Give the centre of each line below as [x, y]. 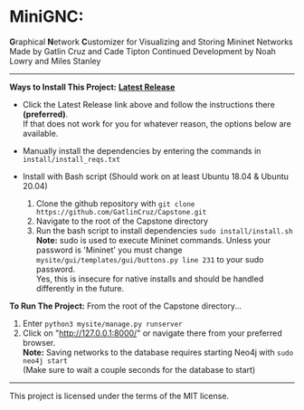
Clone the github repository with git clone [115, 203]
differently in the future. [80, 288]
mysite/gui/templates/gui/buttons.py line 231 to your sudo [150, 259]
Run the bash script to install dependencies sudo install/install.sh [164, 230]
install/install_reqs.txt [71, 159]
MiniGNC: [47, 17]
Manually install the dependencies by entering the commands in [142, 150]
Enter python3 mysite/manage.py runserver [102, 323]
